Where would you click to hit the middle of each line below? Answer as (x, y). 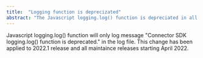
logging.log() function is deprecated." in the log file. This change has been (100, 42)
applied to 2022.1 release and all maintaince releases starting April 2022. (98, 48)
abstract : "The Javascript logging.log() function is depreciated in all (102, 18)
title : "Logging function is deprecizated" (64, 12)
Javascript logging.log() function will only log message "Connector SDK (97, 35)
